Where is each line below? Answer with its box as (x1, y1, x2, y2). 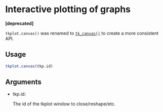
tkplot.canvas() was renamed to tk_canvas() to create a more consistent (5, 30, 159, 36)
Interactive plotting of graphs (5, 4, 131, 15)
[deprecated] (5, 20, 34, 26)
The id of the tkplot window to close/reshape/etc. (12, 101, 116, 107)
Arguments (5, 78, 42, 87)
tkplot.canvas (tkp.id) (5, 63, 53, 69)
